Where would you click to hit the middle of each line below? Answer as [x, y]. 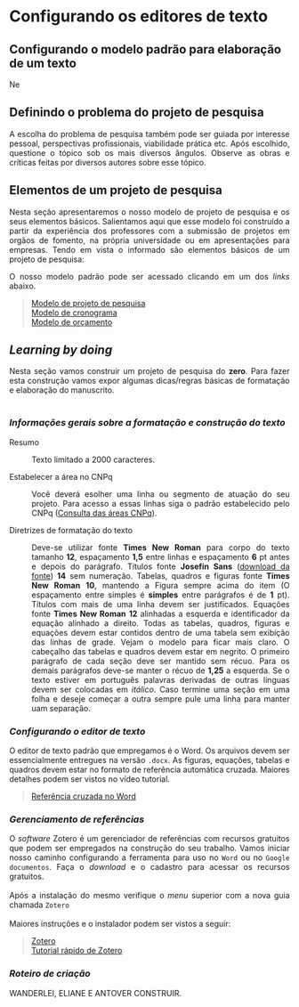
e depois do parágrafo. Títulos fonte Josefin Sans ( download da [161, 566]
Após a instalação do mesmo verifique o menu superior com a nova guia [149, 896]
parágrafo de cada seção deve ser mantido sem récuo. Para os [161, 661]
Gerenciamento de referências [77, 819]
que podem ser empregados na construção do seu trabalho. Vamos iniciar [149, 849]
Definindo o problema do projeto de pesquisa [137, 113]
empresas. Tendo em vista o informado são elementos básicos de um [149, 249]
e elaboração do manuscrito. [62, 390]
